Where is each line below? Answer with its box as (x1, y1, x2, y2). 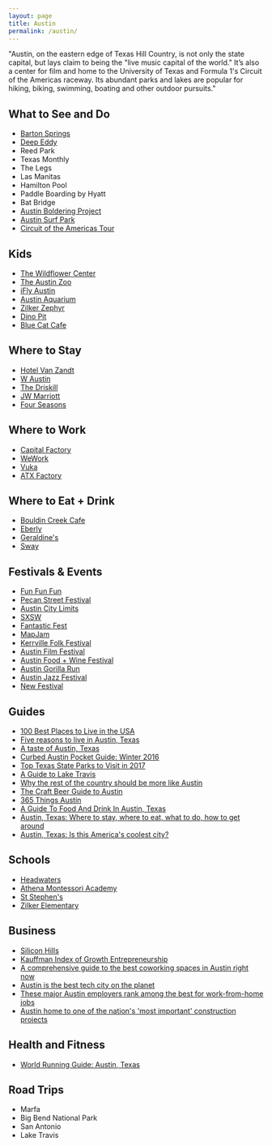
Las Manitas (19, 172, 61, 182)
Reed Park (19, 146, 55, 156)
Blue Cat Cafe (19, 320, 67, 329)
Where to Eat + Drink (8, 494, 115, 508)
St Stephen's (19, 891, 63, 901)
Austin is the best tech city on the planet (19, 980, 155, 989)
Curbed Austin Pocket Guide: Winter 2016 (19, 752, 159, 762)
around (19, 821, 45, 831)
